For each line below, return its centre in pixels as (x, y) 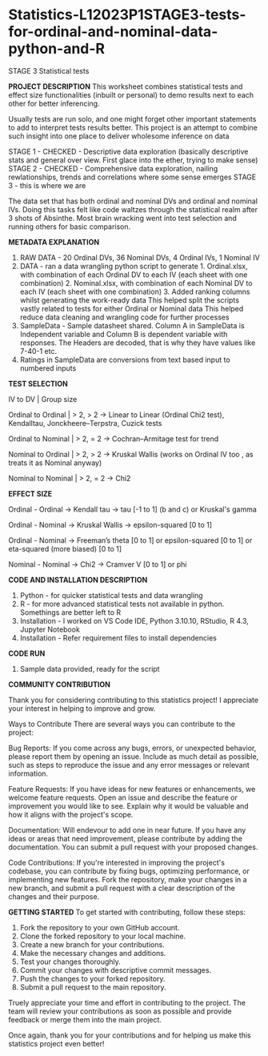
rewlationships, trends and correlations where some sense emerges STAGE (132, 177)
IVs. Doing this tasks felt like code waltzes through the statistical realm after (133, 209)
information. (28, 773)
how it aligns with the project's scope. (71, 814)
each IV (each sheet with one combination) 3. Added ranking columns (135, 291)
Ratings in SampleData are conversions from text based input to (125, 359)
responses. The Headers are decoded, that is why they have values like (138, 343)
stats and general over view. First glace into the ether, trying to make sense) (133, 160)
